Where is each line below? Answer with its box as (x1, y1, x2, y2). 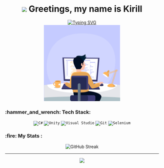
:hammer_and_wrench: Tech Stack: (5, 109, 91, 115)
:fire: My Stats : (5, 132, 42, 139)
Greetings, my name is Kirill (28, 3, 143, 15)
